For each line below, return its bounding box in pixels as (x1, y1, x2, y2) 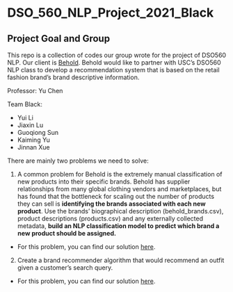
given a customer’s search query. (17, 263, 113, 272)
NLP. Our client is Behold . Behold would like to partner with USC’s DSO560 (7, 58, 221, 67)
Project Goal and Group (7, 33, 110, 44)
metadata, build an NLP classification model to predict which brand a (17, 222, 220, 230)
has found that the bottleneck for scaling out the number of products (17, 193, 214, 200)
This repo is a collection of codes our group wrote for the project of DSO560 (7, 51, 227, 59)
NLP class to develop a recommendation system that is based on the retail (7, 66, 220, 74)
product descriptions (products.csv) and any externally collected (17, 214, 204, 222)
